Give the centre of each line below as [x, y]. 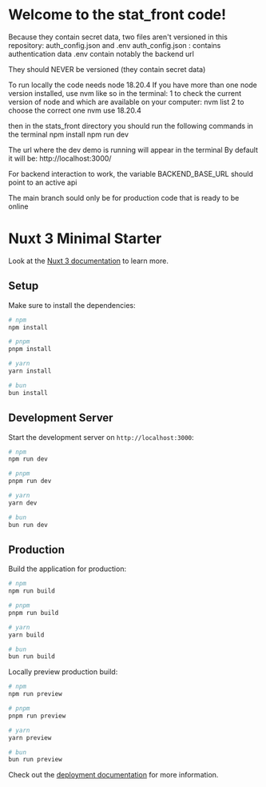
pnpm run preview [37, 716]
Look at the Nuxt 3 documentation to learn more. [89, 261]
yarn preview [30, 737]
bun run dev [28, 525]
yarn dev [23, 503]
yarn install [30, 371]
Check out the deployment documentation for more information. [113, 775]
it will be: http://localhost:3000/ [60, 158]
